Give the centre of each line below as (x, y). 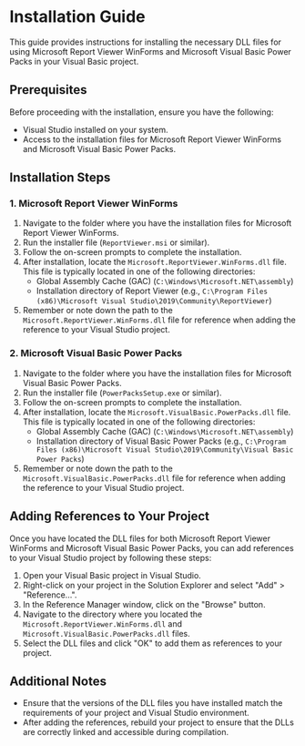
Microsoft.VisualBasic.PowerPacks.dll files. (107, 633)
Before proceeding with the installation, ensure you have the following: (142, 112)
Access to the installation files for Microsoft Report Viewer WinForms (152, 139)
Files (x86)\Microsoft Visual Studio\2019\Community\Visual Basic (165, 450)
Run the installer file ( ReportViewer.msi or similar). (116, 242)
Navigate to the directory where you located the (112, 614)
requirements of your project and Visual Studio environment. (136, 713)
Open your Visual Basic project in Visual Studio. (112, 575)
